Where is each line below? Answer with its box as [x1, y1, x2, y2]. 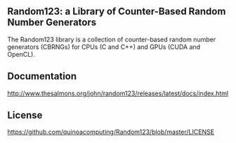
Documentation [7, 70, 77, 83]
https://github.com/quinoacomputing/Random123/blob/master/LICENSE [7, 128, 215, 136]
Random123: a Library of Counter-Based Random [7, 6, 226, 18]
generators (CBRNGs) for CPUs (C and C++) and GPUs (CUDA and [7, 42, 201, 51]
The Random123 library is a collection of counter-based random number [7, 35, 216, 43]
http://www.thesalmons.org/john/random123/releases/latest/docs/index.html [7, 89, 229, 97]
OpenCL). [7, 50, 35, 58]
